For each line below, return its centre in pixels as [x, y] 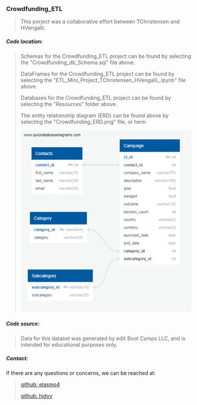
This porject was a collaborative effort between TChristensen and [100, 22]
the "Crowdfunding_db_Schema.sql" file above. [78, 62]
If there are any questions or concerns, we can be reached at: [81, 373]
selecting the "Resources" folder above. [69, 104]
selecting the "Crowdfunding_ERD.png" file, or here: [84, 122]
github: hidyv [36, 396]
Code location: [24, 41]
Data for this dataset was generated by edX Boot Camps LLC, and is [103, 338]
